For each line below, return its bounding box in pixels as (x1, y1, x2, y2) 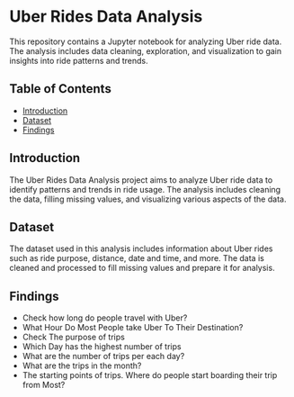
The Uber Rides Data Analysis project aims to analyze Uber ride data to (9, 174, 273, 185)
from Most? (22, 380, 66, 391)
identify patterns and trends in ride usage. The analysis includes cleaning (9, 184, 281, 194)
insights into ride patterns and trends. (9, 55, 148, 66)
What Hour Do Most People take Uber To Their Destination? (22, 322, 244, 333)
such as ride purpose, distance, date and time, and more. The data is (9, 253, 265, 264)
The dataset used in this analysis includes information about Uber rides (9, 243, 273, 254)
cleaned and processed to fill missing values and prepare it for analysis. (9, 263, 276, 274)
